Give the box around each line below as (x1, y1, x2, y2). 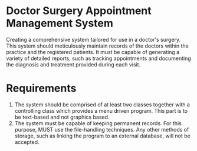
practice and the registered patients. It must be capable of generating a (6, 48, 180, 55)
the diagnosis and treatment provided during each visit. (6, 61, 141, 68)
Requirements (6, 82, 77, 95)
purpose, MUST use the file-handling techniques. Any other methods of (14, 126, 189, 133)
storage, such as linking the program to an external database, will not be (14, 132, 191, 139)
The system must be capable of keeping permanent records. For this (14, 119, 182, 127)
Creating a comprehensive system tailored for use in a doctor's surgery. (6, 36, 181, 43)
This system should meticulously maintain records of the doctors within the (6, 42, 189, 49)
